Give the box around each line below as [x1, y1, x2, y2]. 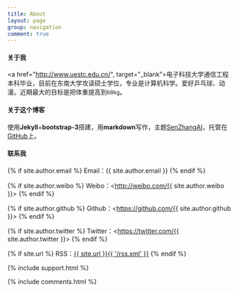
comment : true [7, 30, 50, 38]
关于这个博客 [7, 106, 45, 114]
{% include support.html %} [7, 264, 90, 272]
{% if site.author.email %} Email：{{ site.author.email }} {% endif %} [7, 166, 206, 175]
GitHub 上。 [7, 131, 40, 140]
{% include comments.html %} [7, 277, 97, 286]
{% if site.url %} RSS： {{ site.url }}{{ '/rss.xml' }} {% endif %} [7, 249, 187, 258]
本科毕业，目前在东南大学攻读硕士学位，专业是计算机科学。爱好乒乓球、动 [7, 79, 225, 87]
